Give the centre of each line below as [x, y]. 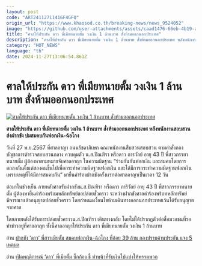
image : [14, 29]
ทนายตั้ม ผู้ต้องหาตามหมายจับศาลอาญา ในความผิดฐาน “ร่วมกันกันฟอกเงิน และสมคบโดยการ [96, 161]
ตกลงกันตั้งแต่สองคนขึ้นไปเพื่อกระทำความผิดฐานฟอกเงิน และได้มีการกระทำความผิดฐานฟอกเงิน [99, 168]
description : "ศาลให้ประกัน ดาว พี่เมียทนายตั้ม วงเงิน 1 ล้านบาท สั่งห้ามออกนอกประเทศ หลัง [95, 40]
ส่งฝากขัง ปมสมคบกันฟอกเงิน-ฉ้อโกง [43, 135]
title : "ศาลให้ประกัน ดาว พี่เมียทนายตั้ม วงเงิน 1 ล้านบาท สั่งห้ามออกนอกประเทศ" [84, 34]
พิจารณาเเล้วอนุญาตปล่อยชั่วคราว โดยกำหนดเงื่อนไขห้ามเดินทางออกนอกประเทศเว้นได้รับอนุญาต [100, 200]
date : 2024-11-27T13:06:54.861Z [47, 57]
